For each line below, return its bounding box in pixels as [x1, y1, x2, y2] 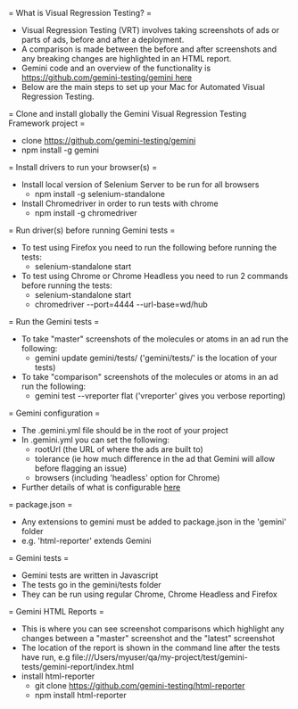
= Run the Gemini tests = [8, 317, 100, 326]
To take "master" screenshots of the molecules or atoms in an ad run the [21, 334, 289, 344]
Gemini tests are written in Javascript [21, 570, 159, 581]
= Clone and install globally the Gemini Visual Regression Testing [8, 109, 247, 119]
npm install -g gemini [21, 144, 100, 155]
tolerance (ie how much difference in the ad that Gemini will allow [34, 454, 276, 464]
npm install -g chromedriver [34, 208, 137, 218]
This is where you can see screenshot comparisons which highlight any [21, 623, 285, 634]
